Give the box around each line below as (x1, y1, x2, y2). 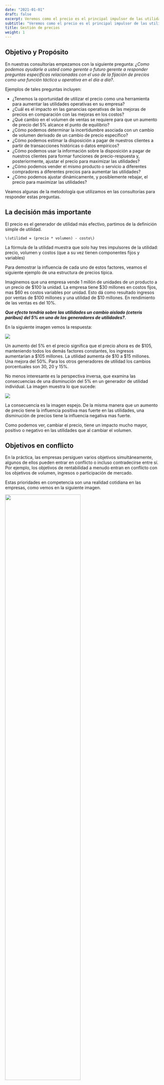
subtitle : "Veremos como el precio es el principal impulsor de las (5, 21, 147, 26)
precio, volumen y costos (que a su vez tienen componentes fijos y (5, 250, 140, 255)
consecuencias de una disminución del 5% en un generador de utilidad (5, 378, 148, 384)
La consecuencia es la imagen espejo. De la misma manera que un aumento (5, 402, 158, 408)
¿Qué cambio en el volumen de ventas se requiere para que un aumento (12, 116, 158, 123)
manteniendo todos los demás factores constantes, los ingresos (5, 348, 134, 353)
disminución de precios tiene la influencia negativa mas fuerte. (5, 412, 131, 418)
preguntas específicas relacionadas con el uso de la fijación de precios (5, 72, 150, 77)
